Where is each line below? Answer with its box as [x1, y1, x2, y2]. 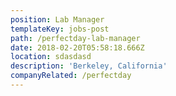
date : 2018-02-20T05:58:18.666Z [10, 42, 145, 53]
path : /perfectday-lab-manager [10, 33, 141, 43]
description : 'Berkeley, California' [10, 61, 168, 71]
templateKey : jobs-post [10, 24, 110, 34]
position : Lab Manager [10, 14, 105, 25]
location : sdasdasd [10, 52, 92, 62]
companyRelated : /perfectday [10, 71, 132, 81]
